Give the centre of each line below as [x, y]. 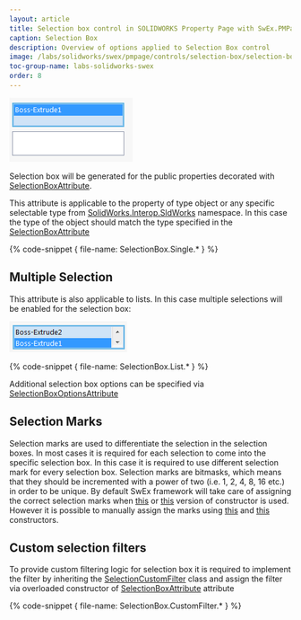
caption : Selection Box [54, 38]
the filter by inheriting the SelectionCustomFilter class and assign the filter [146, 579]
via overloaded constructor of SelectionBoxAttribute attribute [122, 589]
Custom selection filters [78, 548]
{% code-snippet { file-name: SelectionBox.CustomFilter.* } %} [125, 606]
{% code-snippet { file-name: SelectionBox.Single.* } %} [114, 249]
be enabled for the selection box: [70, 308]
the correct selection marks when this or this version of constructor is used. [149, 500]
